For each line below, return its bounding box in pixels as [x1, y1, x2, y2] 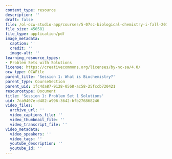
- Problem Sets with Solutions [5, 60, 72, 65]
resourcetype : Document [5, 88, 56, 94]
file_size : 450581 [5, 27, 45, 32]
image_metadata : [5, 36, 40, 42]
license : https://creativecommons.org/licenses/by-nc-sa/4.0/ [5, 65, 141, 70]
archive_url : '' [10, 108, 45, 113]
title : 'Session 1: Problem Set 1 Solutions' [5, 93, 104, 98]
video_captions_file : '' [10, 112, 63, 118]
